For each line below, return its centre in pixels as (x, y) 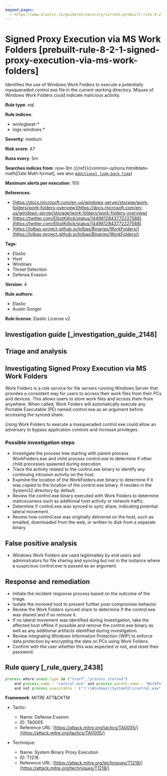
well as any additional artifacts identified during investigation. (75, 630)
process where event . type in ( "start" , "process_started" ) (66, 679)
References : (18, 193)
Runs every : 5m (22, 159)
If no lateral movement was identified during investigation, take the (81, 620)
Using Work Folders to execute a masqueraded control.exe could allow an (81, 424)
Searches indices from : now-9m (39, 168)
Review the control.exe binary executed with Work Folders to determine (85, 496)
